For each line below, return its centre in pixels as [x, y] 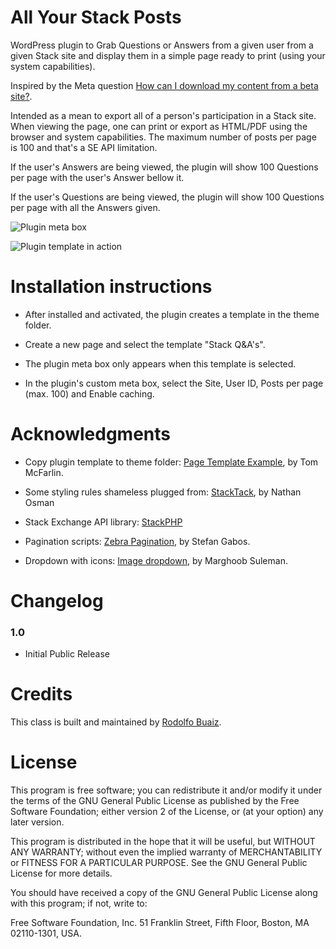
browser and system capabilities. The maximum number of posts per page [163, 137]
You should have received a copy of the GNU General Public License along [164, 893]
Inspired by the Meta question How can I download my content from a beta [164, 85]
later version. [37, 822]
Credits [41, 694]
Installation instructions [111, 287]
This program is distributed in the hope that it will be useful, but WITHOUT [163, 842]
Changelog [57, 601]
